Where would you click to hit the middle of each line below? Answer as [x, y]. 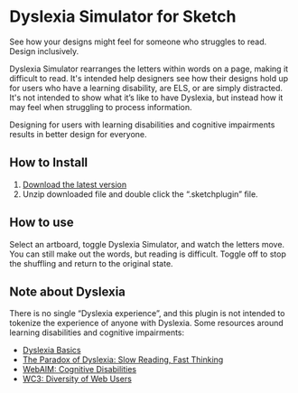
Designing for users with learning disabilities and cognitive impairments [142, 125]
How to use [42, 223]
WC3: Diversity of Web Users [77, 379]
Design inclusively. [44, 51]
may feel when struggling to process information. [101, 107]
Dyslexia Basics [51, 351]
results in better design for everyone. [78, 134]
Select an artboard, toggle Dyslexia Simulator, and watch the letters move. [147, 244]
